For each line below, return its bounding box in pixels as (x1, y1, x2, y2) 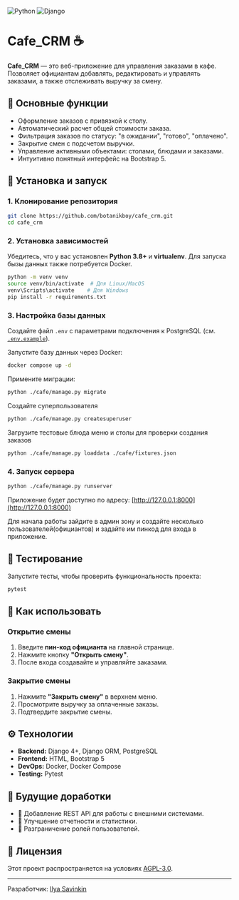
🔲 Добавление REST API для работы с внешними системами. (17, 809, 204, 818)
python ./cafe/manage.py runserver (7, 482, 113, 490)
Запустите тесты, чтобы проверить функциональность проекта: (7, 572, 201, 580)
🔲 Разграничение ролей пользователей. (17, 824, 140, 833)
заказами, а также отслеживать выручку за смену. (7, 76, 163, 85)
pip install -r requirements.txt (7, 293, 107, 301)
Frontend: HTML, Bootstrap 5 (17, 754, 105, 763)
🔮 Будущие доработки (7, 790, 112, 802)
